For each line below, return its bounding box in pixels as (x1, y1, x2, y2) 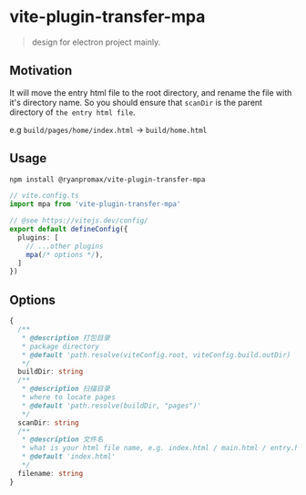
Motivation (9, 63, 73, 78)
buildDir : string (17, 367, 84, 376)
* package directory (21, 342, 100, 351)
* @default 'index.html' (21, 452, 117, 461)
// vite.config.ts (9, 191, 79, 201)
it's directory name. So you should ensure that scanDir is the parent (9, 97, 262, 108)
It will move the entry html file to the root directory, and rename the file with (9, 87, 292, 98)
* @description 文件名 (21, 435, 104, 444)
